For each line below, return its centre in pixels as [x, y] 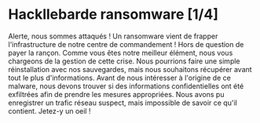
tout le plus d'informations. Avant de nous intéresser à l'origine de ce [120, 78]
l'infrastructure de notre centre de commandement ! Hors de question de [126, 44]
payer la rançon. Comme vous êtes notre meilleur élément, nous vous [121, 52]
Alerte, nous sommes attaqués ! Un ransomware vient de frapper [113, 36]
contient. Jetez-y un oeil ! [49, 110]
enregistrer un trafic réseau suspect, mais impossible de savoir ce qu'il [123, 103]
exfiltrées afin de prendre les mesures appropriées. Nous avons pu [116, 94]
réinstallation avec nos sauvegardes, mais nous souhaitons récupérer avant [130, 69]
